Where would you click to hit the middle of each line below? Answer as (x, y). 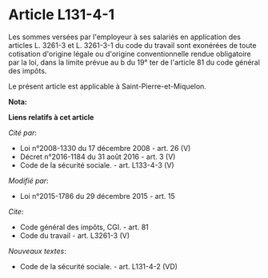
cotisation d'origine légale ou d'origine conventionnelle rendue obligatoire (130, 54)
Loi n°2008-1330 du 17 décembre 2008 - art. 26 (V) (105, 148)
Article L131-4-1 (62, 15)
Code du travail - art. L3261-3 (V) (75, 235)
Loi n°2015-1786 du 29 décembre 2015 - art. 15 (97, 196)
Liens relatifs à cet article (51, 117)
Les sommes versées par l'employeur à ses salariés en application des (125, 37)
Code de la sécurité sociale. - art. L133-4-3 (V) (97, 165)
